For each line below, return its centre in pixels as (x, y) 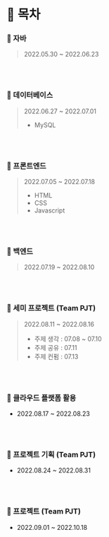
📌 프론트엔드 (26, 166)
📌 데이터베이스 (30, 95)
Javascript (50, 210)
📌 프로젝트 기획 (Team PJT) (51, 454)
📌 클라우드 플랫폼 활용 (41, 397)
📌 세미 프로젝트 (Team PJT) (51, 308)
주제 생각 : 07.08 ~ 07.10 (68, 339)
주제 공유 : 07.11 (56, 347)
